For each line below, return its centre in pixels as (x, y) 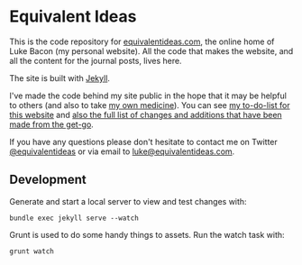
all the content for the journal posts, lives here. (96, 60)
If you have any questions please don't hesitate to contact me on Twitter (143, 142)
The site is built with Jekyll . (60, 78)
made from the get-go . (52, 124)
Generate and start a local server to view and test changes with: (128, 201)
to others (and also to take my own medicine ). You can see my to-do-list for (150, 105)
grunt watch (32, 251)
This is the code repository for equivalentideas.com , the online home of (142, 41)
